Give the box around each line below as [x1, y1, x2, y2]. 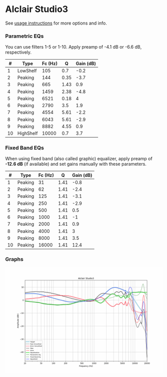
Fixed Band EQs [5, 144, 44, 151]
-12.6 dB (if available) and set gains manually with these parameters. [5, 161, 146, 167]
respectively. [5, 49, 31, 56]
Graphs [5, 256, 23, 263]
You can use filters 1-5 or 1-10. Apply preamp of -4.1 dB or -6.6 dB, [5, 44, 142, 50]
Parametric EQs [5, 33, 44, 40]
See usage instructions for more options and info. [5, 20, 107, 26]
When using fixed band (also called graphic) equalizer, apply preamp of [5, 156, 152, 162]
